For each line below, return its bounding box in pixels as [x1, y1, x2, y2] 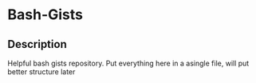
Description [7, 38, 67, 51]
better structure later [7, 67, 76, 77]
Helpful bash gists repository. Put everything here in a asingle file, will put [7, 58, 250, 68]
